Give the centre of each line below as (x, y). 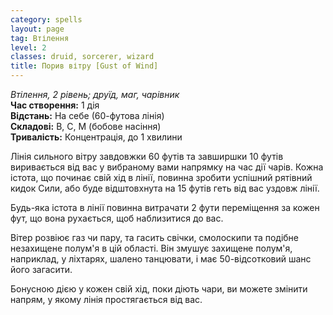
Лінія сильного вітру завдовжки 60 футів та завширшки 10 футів (147, 156)
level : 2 (28, 47)
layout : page (37, 29)
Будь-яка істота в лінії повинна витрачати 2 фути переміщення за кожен (165, 207)
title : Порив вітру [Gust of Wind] (84, 66)
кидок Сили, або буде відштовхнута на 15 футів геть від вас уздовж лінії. (165, 188)
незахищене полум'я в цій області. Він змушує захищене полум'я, (151, 248)
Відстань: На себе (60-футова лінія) (87, 115)
